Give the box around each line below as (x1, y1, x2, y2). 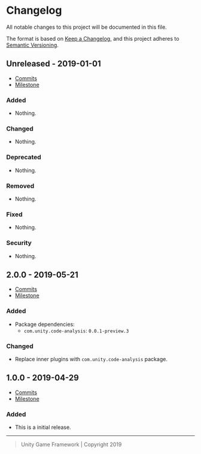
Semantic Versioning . (6, 41, 59, 49)
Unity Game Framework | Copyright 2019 (20, 441, 122, 448)
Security (6, 239, 32, 247)
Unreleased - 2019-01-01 (6, 59, 102, 69)
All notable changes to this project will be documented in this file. (6, 23, 167, 31)
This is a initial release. (14, 423, 71, 431)
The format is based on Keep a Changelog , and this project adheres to (6, 35, 179, 42)
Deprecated (6, 153, 42, 162)
